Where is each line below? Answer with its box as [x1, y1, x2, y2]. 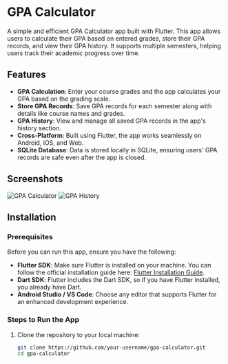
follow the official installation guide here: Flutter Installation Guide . [17, 268, 205, 276]
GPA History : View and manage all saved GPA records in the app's [17, 117, 207, 125]
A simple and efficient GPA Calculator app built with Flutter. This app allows [7, 27, 221, 35]
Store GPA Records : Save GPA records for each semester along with [17, 101, 212, 110]
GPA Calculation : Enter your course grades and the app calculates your [17, 87, 221, 95]
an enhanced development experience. [17, 298, 129, 306]
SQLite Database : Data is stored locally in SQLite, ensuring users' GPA [17, 145, 218, 154]
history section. [17, 123, 62, 132]
